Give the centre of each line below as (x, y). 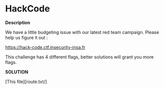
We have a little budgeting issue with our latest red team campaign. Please (82, 32)
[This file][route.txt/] (26, 81)
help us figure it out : (27, 37)
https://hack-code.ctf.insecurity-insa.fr (45, 47)
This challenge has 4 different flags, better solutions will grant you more (79, 57)
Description (18, 22)
